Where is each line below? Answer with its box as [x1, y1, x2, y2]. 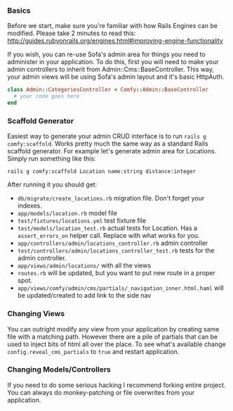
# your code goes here [13, 93, 80, 100]
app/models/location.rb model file [17, 209, 118, 217]
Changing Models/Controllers [7, 365, 111, 374]
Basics [7, 6, 31, 15]
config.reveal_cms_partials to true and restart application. [7, 347, 180, 355]
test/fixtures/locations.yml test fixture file [17, 217, 147, 225]
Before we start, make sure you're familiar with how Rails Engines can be [7, 22, 218, 30]
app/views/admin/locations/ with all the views [17, 261, 152, 270]
